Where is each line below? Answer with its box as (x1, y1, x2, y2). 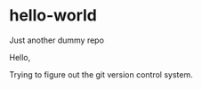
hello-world (9, 5, 98, 26)
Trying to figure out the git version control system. (9, 69, 193, 80)
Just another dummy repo (9, 35, 105, 45)
